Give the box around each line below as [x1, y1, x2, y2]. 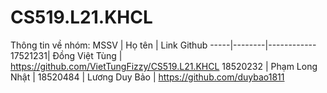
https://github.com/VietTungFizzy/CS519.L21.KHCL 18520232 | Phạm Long [10, 60, 318, 72]
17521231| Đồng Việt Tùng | [10, 49, 123, 61]
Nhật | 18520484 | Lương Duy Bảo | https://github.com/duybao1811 [10, 71, 285, 83]
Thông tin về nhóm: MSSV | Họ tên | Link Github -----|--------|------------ [10, 39, 317, 51]
